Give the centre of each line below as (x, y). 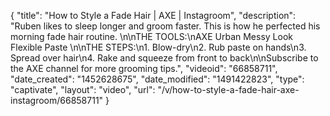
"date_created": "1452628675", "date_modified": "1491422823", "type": (157, 79)
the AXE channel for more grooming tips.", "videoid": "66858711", (144, 68)
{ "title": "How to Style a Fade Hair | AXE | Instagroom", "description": (153, 15)
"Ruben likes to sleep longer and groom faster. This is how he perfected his (165, 26)
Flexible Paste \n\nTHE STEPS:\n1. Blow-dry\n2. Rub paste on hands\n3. (158, 47)
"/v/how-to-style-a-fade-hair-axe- (228, 89)
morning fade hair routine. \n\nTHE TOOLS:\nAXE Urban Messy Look (151, 36)
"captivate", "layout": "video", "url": (83, 89)
